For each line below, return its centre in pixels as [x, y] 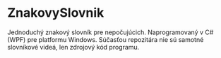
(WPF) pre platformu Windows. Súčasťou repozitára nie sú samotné [106, 39]
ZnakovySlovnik [56, 13]
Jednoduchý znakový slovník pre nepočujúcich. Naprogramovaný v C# [110, 32]
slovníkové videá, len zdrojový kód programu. [73, 47]
